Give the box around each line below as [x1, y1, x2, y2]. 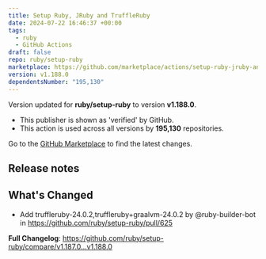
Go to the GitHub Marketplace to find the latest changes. [8, 139, 192, 148]
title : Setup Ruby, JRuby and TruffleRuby [8, 11, 150, 20]
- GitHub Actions [15, 41, 73, 49]
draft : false [8, 48, 51, 56]
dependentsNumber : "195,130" [8, 78, 104, 86]
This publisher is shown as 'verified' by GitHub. [19, 115, 174, 124]
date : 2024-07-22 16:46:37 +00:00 [8, 19, 123, 27]
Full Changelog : [8, 233, 61, 242]
